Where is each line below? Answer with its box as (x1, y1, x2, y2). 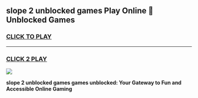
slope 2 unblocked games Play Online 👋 (6, 6, 154, 16)
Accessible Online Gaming (6, 85, 72, 92)
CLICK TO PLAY (6, 33, 52, 41)
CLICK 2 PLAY (6, 55, 47, 63)
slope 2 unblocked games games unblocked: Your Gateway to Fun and (6, 79, 181, 86)
